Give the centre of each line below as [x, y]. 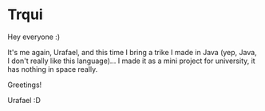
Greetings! [25, 85]
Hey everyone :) [34, 37]
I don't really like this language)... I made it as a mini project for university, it [132, 61]
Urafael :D [24, 100]
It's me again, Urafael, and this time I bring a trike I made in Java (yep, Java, [132, 52]
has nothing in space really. [53, 69]
